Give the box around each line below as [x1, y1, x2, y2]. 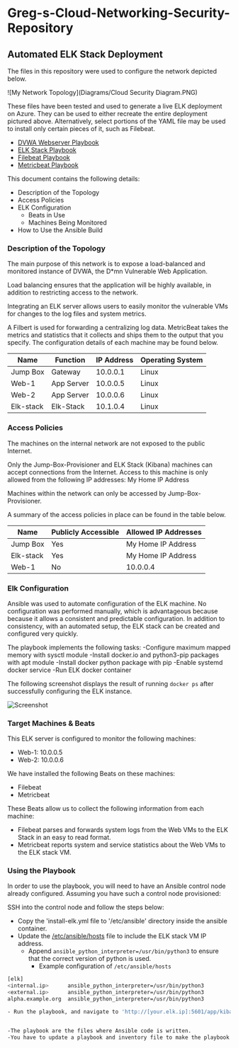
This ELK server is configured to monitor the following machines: [7, 734, 196, 743]
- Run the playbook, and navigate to [7, 1008, 119, 1015]
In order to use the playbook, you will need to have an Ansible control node [7, 882, 226, 890]
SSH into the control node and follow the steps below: [7, 903, 164, 911]
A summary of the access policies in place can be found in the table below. [7, 510, 227, 518]
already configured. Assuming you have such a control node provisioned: [7, 889, 221, 898]
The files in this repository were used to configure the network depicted [7, 67, 217, 75]
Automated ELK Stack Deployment [7, 48, 163, 60]
